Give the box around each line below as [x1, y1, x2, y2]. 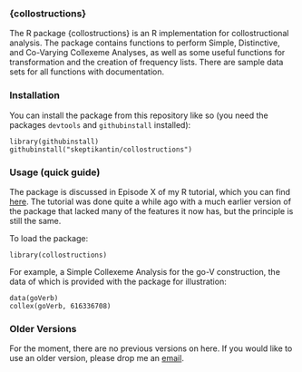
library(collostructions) [9, 250, 107, 259]
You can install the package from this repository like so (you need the [9, 110, 269, 121]
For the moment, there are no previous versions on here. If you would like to [9, 343, 293, 354]
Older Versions [9, 322, 77, 335]
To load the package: [9, 232, 89, 243]
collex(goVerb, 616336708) [9, 301, 112, 310]
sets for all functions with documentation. [9, 66, 165, 77]
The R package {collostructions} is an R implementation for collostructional [9, 28, 289, 39]
